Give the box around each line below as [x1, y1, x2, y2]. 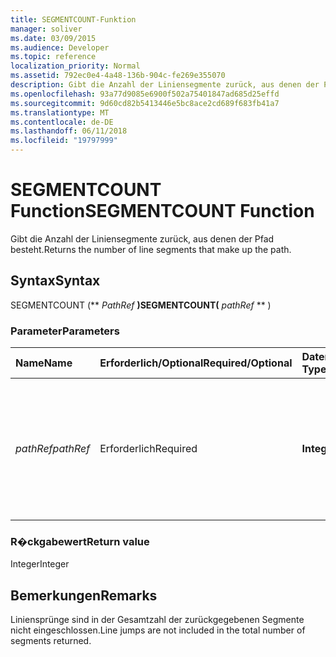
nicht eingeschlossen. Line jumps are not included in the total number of [10, 624, 306, 636]
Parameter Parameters [10, 324, 120, 338]
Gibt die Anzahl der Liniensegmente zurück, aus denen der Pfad [10, 232, 275, 245]
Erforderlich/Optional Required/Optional [99, 356, 293, 370]
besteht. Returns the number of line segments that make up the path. [10, 243, 292, 255]
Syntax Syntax [10, 272, 101, 290]
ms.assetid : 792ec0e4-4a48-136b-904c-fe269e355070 [10, 71, 226, 81]
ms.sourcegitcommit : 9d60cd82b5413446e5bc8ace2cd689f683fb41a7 [10, 98, 280, 108]
